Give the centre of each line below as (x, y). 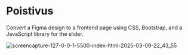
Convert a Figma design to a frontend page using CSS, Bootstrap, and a (94, 27)
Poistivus (30, 11)
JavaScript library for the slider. (45, 33)
